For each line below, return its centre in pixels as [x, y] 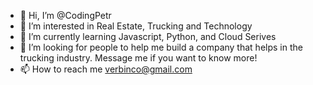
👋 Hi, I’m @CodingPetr [65, 15]
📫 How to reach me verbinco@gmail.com [106, 69]
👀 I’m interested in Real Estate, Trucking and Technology [136, 26]
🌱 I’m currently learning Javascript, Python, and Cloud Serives [148, 36]
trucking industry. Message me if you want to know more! [138, 58]
